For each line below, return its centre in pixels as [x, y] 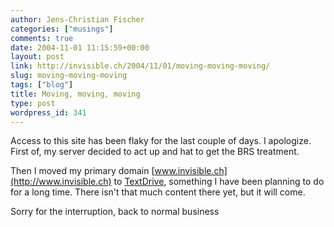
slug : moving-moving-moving [69, 76]
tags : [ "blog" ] [42, 85]
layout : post [37, 57]
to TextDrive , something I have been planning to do [219, 182]
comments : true [42, 38]
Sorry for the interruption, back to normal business [115, 212]
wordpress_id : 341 [48, 112]
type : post [33, 103]
